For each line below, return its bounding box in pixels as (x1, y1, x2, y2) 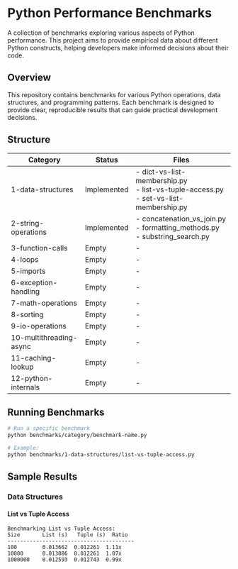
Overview (7, 72, 52, 84)
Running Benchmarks (7, 406, 105, 418)
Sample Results (7, 470, 78, 483)
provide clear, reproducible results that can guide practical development (7, 105, 218, 114)
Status (95, 155, 118, 165)
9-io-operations (11, 321, 67, 331)
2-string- (11, 218, 45, 228)
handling (11, 286, 40, 296)
